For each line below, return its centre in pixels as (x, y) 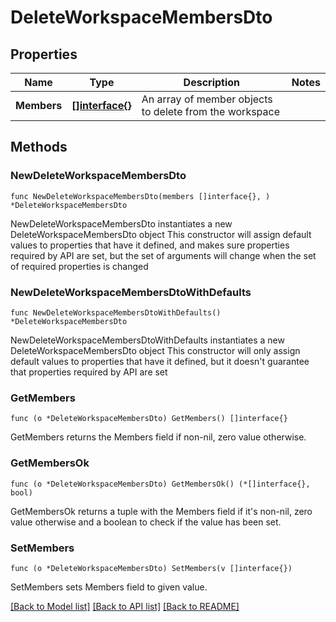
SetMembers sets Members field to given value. (109, 587)
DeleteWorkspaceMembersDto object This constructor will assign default (161, 234)
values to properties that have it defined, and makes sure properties (150, 245)
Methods (39, 147)
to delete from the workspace (211, 111)
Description (212, 82)
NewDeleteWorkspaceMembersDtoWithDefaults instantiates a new (147, 340)
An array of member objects (207, 99)
